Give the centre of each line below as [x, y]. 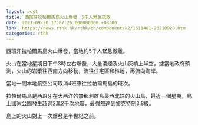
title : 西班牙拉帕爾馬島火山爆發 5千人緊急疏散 [58, 17]
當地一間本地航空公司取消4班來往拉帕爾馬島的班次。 [70, 84]
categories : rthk [27, 34]
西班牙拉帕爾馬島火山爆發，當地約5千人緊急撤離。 [67, 51]
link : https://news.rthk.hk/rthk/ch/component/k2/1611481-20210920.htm [96, 28]
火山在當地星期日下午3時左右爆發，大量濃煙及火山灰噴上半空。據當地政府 [95, 64]
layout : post [22, 11]
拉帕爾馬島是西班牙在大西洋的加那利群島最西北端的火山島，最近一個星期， [96, 96]
